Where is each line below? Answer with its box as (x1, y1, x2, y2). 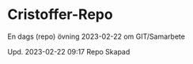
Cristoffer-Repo (7, 6, 113, 24)
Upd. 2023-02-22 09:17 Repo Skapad (7, 47, 131, 56)
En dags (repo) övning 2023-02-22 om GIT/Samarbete (7, 32, 185, 41)
